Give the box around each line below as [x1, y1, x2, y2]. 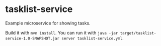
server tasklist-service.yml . [61, 35, 124, 41]
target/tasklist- [120, 30, 156, 35]
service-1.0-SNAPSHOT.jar [5, 36, 59, 41]
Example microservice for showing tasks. [5, 20, 91, 26]
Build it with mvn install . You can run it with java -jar [5, 29, 118, 35]
